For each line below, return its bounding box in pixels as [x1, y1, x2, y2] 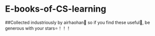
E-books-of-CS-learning [5, 3, 106, 15]
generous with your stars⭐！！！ [5, 25, 71, 31]
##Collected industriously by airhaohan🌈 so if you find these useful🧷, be [5, 19, 150, 25]
